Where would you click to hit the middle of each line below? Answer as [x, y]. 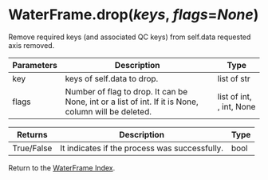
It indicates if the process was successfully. [142, 148]
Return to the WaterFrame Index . [62, 168]
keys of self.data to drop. [112, 78]
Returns [32, 134]
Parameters [35, 65]
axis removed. [32, 45]
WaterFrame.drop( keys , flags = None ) [134, 15]
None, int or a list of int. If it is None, [132, 102]
